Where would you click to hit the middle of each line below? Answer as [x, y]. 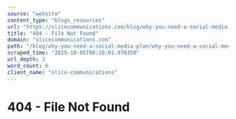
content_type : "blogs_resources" [56, 20]
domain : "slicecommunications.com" [59, 40]
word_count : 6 [28, 66]
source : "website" [34, 14]
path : [15, 46]
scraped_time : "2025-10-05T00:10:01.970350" [73, 53]
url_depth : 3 [26, 59]
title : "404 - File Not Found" [53, 33]
